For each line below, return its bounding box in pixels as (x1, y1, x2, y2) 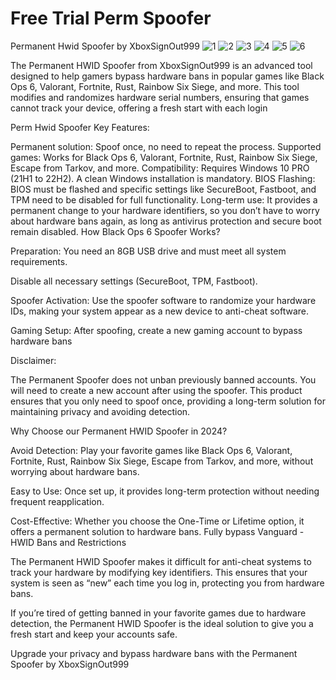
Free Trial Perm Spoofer (10, 7, 212, 30)
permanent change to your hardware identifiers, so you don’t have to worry (10, 204, 320, 216)
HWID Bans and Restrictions (10, 536, 127, 548)
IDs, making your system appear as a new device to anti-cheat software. (10, 305, 309, 317)
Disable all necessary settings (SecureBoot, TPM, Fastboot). (10, 275, 258, 287)
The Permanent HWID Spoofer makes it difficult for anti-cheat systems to (10, 555, 312, 567)
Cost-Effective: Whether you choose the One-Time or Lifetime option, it (10, 515, 305, 527)
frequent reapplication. (10, 495, 105, 507)
